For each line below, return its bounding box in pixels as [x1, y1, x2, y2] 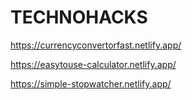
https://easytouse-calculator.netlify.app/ [10, 58, 177, 70]
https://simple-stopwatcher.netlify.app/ [10, 77, 172, 90]
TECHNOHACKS [10, 6, 148, 29]
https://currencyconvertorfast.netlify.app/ [10, 39, 182, 51]
